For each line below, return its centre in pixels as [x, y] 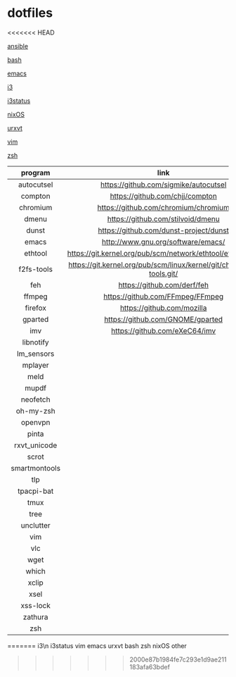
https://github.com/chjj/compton [164, 196]
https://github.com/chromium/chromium [163, 207]
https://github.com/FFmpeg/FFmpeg [164, 296]
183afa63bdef [150, 666]
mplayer [35, 365]
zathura [35, 616]
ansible [18, 46]
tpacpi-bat [35, 491]
